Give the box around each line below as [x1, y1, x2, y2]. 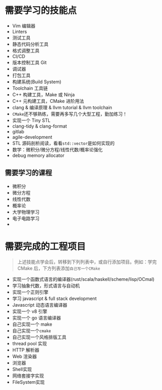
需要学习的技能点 [5, 5, 77, 16]
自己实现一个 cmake [12, 327, 51, 333]
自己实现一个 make [12, 321, 52, 327]
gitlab [12, 128, 25, 134]
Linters [12, 28, 27, 34]
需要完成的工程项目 [5, 240, 86, 252]
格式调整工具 [12, 47, 39, 54]
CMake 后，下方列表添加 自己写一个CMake [17, 265, 100, 271]
